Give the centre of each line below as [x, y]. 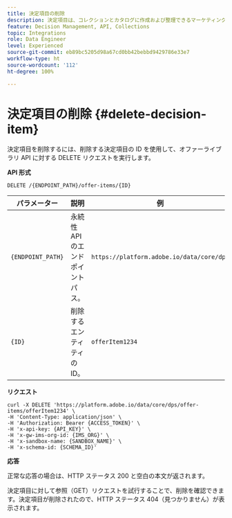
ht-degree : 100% [30, 71]
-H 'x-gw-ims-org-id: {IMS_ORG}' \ [58, 436]
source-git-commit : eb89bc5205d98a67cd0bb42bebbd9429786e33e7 [98, 53]
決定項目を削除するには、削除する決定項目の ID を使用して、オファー [105, 149]
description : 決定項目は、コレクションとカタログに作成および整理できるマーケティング [117, 20]
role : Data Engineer [37, 39]
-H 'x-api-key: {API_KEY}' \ [49, 429]
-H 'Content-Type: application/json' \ [65, 417]
